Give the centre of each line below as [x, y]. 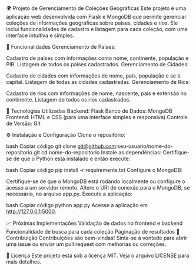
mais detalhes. [24, 262]
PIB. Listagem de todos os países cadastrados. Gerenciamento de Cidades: [97, 64]
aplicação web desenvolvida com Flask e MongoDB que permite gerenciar [96, 17]
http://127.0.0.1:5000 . [31, 211]
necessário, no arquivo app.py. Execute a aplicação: [69, 194]
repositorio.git [23, 152]
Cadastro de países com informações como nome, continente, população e [97, 58]
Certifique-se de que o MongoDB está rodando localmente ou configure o [96, 181]
